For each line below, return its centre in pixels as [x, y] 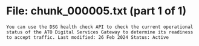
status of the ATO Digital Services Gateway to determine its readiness [100, 32]
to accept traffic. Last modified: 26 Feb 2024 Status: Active [88, 37]
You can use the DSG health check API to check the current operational [100, 27]
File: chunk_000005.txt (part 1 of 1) [96, 11]
